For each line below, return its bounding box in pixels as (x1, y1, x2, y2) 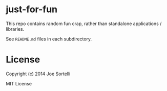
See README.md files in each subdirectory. (6, 36, 92, 42)
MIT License (6, 80, 32, 86)
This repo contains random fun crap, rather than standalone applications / (6, 20, 162, 27)
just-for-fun (6, 4, 58, 15)
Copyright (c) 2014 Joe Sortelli (6, 71, 71, 77)
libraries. (6, 26, 25, 32)
